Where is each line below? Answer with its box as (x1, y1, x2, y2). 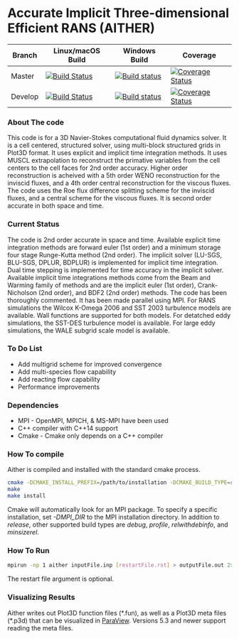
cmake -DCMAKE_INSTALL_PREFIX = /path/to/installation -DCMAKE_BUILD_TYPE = (7, 479, 231, 486)
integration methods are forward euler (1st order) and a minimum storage (7, 243, 221, 252)
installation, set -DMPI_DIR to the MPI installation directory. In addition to (7, 513, 220, 522)
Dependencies (7, 400, 59, 410)
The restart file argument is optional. (7, 574, 115, 584)
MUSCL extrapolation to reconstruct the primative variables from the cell (7, 156, 221, 165)
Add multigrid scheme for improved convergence (17, 360, 162, 368)
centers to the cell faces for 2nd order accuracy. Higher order (7, 163, 188, 172)
